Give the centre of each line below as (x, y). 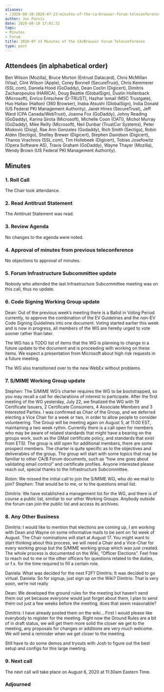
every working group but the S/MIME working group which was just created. (82, 548)
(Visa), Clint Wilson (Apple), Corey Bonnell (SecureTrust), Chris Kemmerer (79, 83)
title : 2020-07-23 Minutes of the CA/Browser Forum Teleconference (75, 42)
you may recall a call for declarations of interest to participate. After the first (81, 396)
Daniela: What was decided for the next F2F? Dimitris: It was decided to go (80, 573)
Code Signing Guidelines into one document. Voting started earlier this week (82, 323)
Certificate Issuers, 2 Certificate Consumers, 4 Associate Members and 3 (79, 406)
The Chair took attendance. (32, 191)
